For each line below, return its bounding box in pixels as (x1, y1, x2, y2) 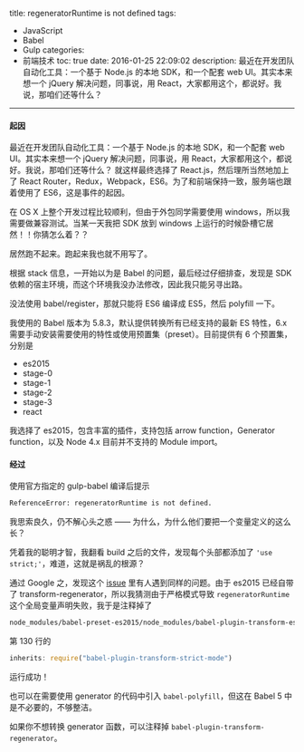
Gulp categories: (22, 44, 85, 55)
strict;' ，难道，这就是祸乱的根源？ (9, 558, 146, 569)
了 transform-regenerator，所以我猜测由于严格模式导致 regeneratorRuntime (9, 589, 290, 600)
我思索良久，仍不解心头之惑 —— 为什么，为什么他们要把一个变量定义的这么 (9, 516, 291, 527)
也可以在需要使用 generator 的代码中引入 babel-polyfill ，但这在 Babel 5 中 (9, 690, 292, 701)
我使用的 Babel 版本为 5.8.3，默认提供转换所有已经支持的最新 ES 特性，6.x (9, 317, 288, 329)
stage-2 (22, 387, 52, 398)
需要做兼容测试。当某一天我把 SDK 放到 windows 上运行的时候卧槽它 (9, 217, 266, 229)
